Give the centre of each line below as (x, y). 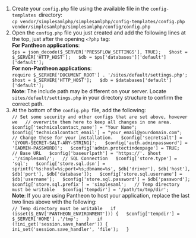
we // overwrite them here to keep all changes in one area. (92, 122)
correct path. (28, 104)
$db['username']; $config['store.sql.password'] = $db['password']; (101, 179)
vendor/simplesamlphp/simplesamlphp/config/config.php (81, 27)
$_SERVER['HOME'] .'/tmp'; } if (57, 219)
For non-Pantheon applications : (52, 68)
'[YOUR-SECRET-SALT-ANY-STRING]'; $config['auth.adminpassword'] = (100, 143)
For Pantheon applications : (46, 45)
